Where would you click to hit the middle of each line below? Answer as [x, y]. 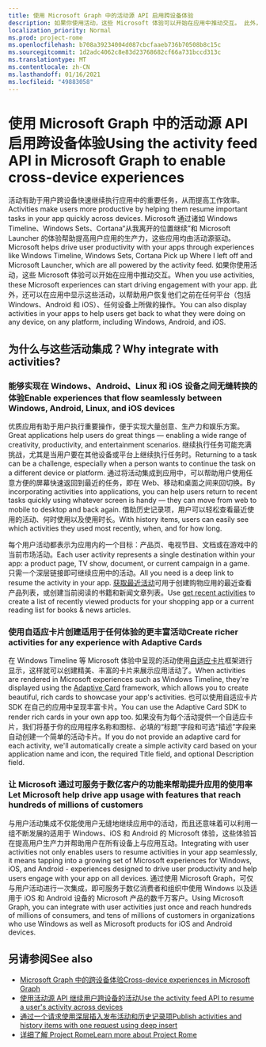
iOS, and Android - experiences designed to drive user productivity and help [133, 869]
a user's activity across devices [71, 1007]
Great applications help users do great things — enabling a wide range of [127, 436]
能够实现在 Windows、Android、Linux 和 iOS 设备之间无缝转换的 [133, 386]
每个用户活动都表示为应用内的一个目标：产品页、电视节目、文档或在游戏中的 [133, 545]
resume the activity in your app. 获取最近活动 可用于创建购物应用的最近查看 [130, 583]
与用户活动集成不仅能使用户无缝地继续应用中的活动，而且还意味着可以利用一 [133, 823]
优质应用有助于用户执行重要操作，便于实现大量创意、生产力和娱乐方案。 [126, 426]
